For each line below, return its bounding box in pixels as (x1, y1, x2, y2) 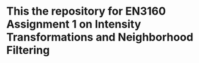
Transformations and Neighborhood (6, 31, 194, 44)
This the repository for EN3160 (6, 4, 167, 18)
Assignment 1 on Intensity (6, 17, 141, 31)
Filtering (6, 43, 50, 57)
